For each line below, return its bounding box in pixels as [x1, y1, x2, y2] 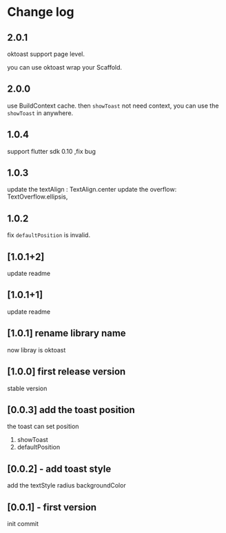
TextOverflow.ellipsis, [7, 192, 68, 201]
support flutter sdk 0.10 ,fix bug [7, 147, 96, 155]
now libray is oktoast [7, 345, 66, 354]
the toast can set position [7, 422, 79, 431]
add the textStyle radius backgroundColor [7, 481, 126, 490]
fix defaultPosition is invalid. [7, 231, 91, 239]
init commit [7, 519, 39, 527]
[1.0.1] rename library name [7, 328, 126, 339]
